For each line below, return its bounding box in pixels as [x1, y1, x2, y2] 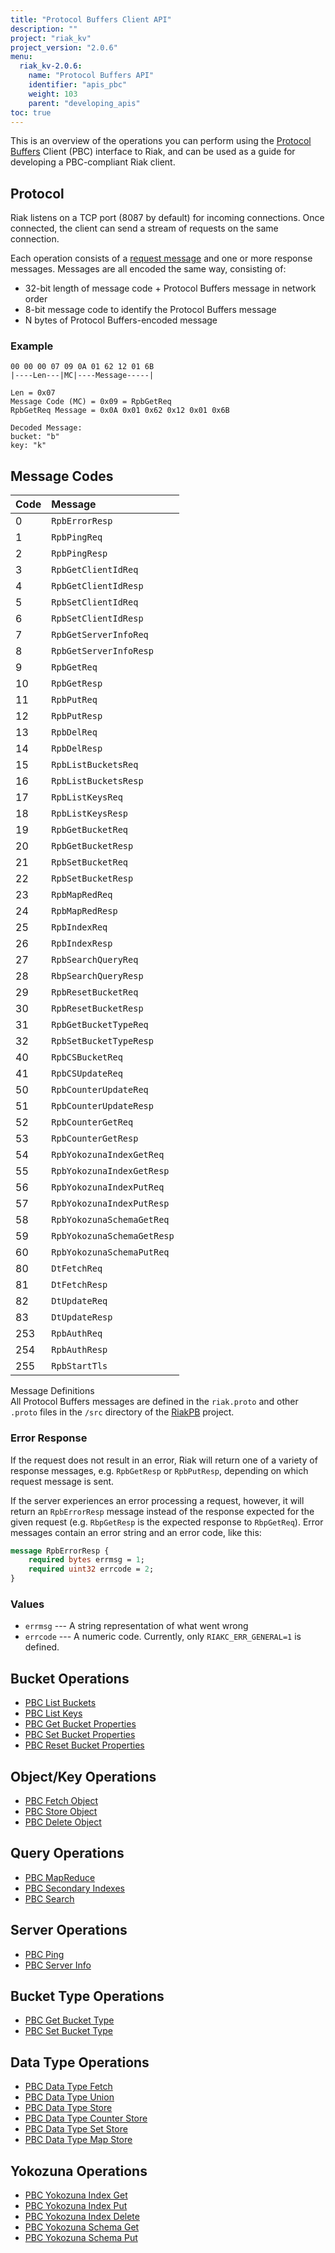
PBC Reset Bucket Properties [24, 1739, 145, 1751]
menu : [10, 52, 33, 62]
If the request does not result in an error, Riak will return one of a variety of [10, 1454, 318, 1466]
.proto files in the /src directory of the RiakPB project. [10, 1406, 235, 1418]
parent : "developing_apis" [28, 98, 141, 108]
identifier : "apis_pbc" [28, 80, 128, 90]
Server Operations [10, 1922, 128, 1939]
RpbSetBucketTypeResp [51, 1036, 154, 1047]
